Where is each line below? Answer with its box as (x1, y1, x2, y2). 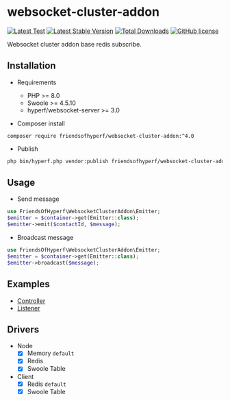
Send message (16, 195, 60, 203)
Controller (16, 296, 46, 305)
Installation (7, 60, 56, 72)
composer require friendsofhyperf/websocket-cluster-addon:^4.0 (7, 132, 194, 139)
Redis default (27, 380, 66, 388)
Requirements (16, 78, 57, 86)
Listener (16, 304, 40, 312)
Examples (7, 278, 50, 290)
